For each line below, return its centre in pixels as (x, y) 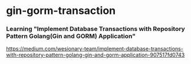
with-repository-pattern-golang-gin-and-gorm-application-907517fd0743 (95, 55)
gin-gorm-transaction (61, 11)
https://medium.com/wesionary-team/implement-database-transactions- (95, 49)
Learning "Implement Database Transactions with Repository (96, 29)
